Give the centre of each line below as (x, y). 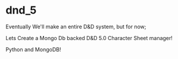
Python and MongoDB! (33, 49)
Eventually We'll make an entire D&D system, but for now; (76, 27)
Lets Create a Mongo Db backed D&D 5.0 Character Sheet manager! (89, 38)
